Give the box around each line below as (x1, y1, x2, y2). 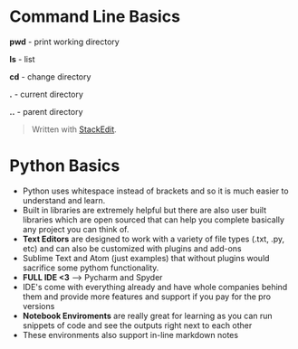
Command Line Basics (9, 6, 181, 27)
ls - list (9, 53, 35, 64)
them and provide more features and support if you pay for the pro (22, 291, 272, 302)
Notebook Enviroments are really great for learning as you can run (22, 310, 274, 321)
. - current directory (9, 89, 84, 99)
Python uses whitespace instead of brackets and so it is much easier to (22, 185, 289, 196)
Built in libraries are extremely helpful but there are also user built (22, 204, 267, 215)
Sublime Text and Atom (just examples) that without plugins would (22, 252, 270, 263)
